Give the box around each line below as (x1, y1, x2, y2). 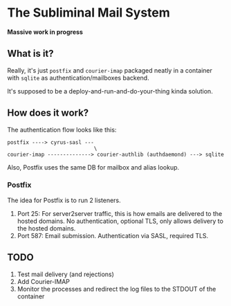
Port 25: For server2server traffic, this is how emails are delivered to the (17, 209, 223, 217)
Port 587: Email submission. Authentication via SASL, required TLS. (17, 231, 209, 240)
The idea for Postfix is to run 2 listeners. (7, 196, 121, 204)
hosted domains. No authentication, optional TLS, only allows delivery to (17, 217, 223, 225)
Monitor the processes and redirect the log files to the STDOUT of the (17, 285, 216, 293)
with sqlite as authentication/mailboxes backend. (7, 73, 150, 82)
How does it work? (7, 107, 89, 119)
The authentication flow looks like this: (7, 125, 117, 134)
